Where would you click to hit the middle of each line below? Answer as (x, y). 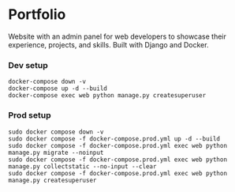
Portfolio (37, 15)
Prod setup (30, 115)
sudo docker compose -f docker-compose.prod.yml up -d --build (114, 139)
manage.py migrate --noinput (56, 152)
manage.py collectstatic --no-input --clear (82, 166)
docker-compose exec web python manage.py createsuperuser (107, 96)
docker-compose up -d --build (58, 88)
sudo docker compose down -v (56, 132)
